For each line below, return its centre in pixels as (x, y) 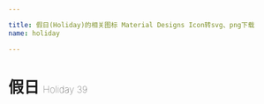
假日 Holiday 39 (48, 87)
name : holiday (34, 33)
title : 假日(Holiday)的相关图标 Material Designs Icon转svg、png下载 (132, 25)
